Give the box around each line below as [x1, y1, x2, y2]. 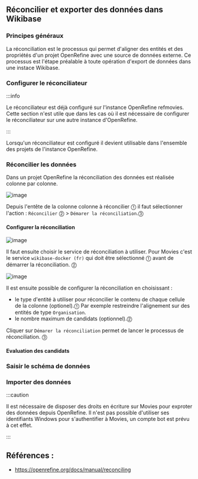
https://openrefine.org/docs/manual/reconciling [14, 466, 131, 473]
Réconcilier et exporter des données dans [6, 5, 164, 15]
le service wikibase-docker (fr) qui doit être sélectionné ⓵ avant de [6, 255, 174, 262]
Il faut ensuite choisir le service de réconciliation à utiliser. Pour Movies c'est [6, 248, 192, 255]
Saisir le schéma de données [6, 362, 90, 370]
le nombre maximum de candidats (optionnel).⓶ [14, 315, 132, 322]
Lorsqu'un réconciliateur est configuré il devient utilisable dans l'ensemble [6, 139, 187, 146]
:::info [6, 92, 20, 99]
